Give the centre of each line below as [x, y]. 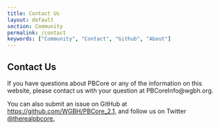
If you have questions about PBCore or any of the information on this [104, 83]
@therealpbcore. [31, 118]
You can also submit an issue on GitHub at [67, 104]
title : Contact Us [33, 13]
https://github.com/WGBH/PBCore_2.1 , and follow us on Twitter [97, 111]
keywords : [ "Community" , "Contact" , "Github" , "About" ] [89, 39]
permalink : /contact [37, 33]
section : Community [35, 26]
